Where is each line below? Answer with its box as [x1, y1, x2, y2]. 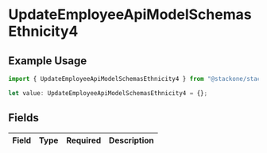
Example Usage [8, 54, 87, 67]
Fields [8, 111, 40, 124]
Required [66, 135, 102, 146]
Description [108, 135, 155, 146]
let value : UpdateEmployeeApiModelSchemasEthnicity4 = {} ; [8, 89, 208, 97]
